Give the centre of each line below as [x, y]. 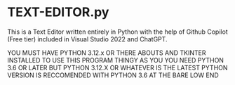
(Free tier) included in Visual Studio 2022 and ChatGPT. [87, 39]
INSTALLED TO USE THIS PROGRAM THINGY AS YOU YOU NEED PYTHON [116, 60]
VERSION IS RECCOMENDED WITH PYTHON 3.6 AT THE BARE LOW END [113, 75]
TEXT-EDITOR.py [58, 12]
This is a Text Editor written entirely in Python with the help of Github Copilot [117, 32]
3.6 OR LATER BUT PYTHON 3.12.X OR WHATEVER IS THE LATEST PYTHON [117, 67]
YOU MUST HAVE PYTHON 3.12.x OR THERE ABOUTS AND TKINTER [107, 53]
